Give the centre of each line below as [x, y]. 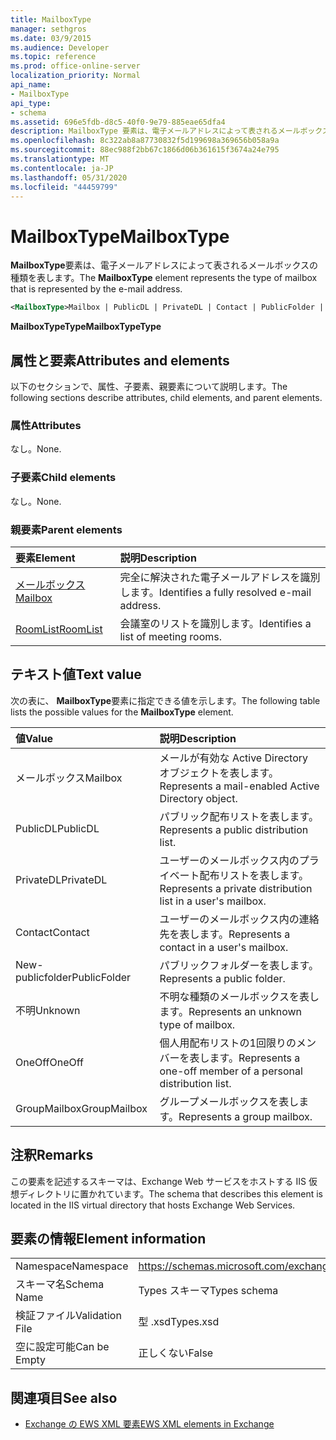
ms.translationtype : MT [60, 159]
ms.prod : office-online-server [75, 66]
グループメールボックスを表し [229, 1101]
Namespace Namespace [72, 1266]
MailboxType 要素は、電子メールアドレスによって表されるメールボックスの [164, 265]
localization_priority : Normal [75, 76]
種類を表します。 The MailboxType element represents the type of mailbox [164, 278]
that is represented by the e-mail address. [96, 289]
